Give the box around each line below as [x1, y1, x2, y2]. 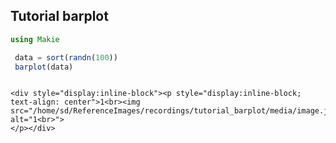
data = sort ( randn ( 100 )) [14, 52, 118, 63]
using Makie [10, 34, 60, 44]
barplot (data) [14, 62, 74, 72]
